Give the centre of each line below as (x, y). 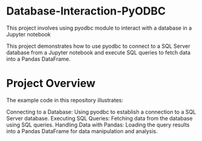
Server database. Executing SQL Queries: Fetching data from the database (99, 118)
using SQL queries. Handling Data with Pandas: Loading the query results (98, 125)
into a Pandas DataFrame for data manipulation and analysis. (82, 131)
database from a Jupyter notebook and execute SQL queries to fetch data (99, 52)
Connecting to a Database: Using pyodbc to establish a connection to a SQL (101, 112)
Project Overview (51, 84)
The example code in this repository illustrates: (65, 100)
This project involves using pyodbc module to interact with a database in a (99, 28)
